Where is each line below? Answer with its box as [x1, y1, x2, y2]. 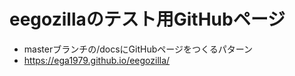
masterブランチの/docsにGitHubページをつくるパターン [23, 43, 253, 55]
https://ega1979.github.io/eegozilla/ [23, 54, 171, 66]
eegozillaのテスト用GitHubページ [9, 8, 286, 31]
